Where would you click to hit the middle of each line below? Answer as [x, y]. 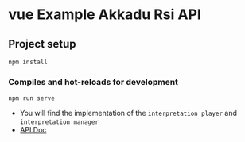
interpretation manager [59, 122]
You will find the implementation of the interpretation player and [128, 113]
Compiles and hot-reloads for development [93, 82]
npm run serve [32, 98]
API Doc [33, 130]
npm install [28, 62]
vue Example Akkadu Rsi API [105, 15]
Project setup [43, 44]
